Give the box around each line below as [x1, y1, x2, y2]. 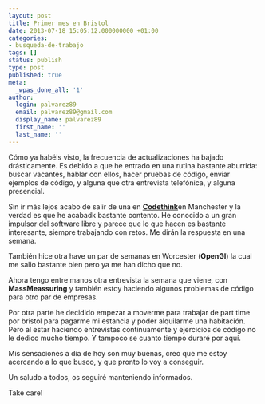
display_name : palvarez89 [15, 116, 102, 124]
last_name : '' [15, 130, 62, 138]
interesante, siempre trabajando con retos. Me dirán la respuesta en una [8, 227, 246, 236]
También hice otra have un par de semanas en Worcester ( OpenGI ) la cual [8, 251, 253, 260]
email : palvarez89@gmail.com [15, 109, 113, 117]
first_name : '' [15, 123, 66, 131]
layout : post [8, 11, 52, 20]
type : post [8, 64, 45, 72]
